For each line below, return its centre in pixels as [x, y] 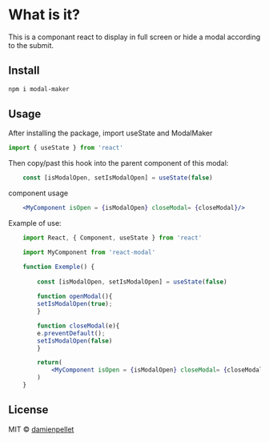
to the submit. [31, 45]
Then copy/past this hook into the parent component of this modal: [118, 163]
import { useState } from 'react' [66, 148]
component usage [38, 193]
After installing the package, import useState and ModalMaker [110, 133]
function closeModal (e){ [78, 326]
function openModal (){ [75, 297]
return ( [50, 363]
